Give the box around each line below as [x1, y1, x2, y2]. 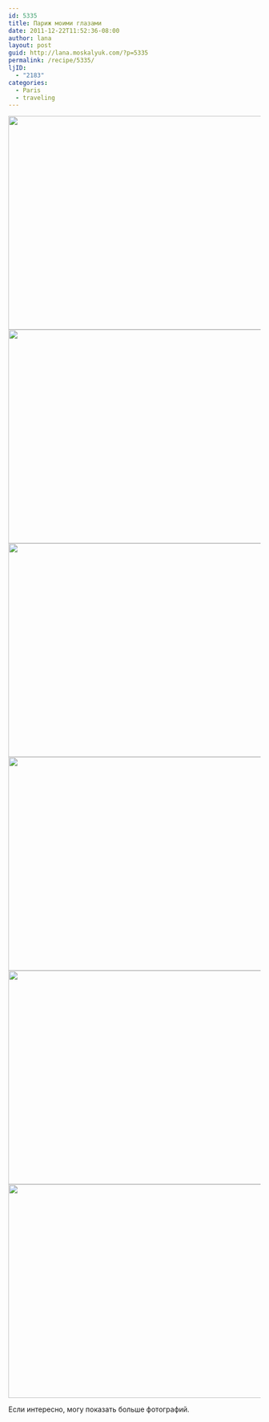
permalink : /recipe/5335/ [8, 57, 94, 65]
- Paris [15, 86, 42, 94]
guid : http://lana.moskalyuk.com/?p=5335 [8, 49, 149, 57]
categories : [8, 78, 48, 86]
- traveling [15, 94, 56, 102]
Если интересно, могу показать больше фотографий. [8, 1404, 190, 1414]
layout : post [8, 42, 52, 50]
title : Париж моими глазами [8, 19, 102, 27]
